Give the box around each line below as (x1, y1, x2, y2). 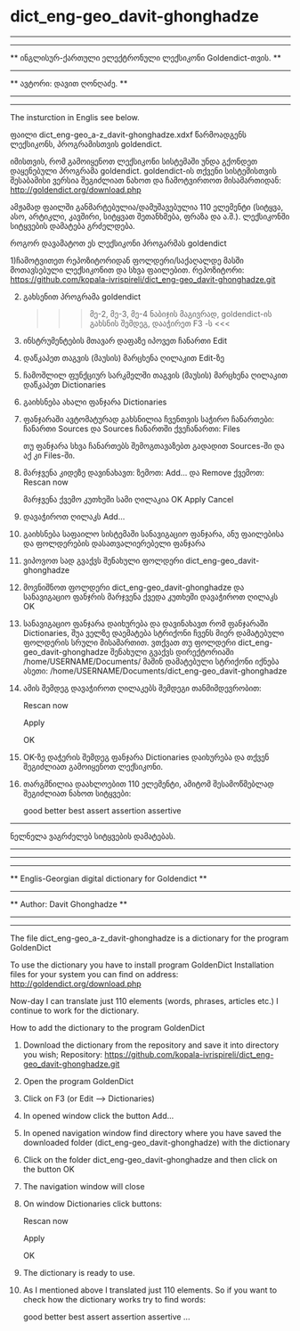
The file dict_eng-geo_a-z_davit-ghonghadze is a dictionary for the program (10, 933, 289, 943)
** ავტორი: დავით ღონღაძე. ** (10, 78, 128, 88)
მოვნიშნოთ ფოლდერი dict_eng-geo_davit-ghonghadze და (22, 582, 245, 592)
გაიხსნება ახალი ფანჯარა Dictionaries (22, 396, 167, 407)
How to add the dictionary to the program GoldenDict (10, 1022, 206, 1033)
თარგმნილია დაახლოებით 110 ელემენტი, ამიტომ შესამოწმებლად (22, 778, 275, 789)
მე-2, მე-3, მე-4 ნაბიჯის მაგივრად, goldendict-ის (89, 308, 272, 319)
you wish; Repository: (22, 1049, 103, 1059)
